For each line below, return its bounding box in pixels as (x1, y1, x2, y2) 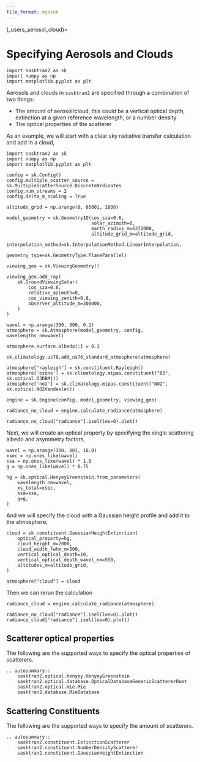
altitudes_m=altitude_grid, (17, 562, 89, 568)
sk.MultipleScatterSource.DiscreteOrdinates (6, 182, 122, 189)
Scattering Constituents (6, 706, 100, 716)
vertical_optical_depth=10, (17, 551, 89, 558)
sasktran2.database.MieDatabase (17, 689, 100, 695)
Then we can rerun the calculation (6, 589, 93, 596)
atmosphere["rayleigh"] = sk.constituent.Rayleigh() (6, 365, 144, 371)
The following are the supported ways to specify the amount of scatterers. (6, 722, 194, 730)
